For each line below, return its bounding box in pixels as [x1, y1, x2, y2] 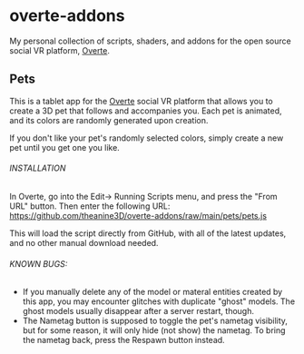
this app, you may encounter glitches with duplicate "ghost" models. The [22, 296, 296, 307]
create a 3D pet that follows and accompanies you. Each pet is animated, [9, 105, 283, 116]
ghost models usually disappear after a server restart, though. [22, 306, 255, 317]
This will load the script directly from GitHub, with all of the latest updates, [9, 228, 287, 239]
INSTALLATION [9, 162, 66, 173]
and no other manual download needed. [9, 237, 159, 248]
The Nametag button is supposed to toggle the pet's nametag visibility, [22, 315, 289, 327]
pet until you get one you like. [9, 142, 120, 152]
